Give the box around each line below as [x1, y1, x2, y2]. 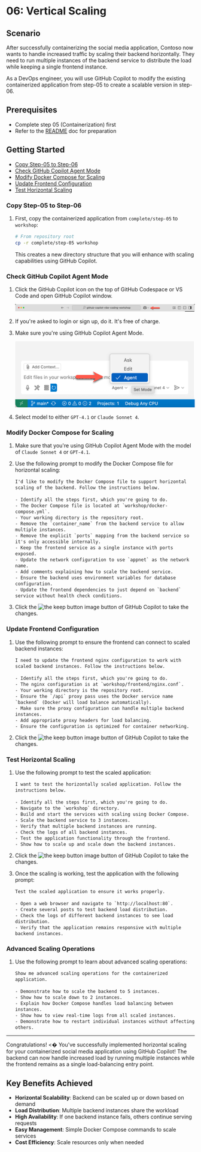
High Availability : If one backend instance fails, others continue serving [14, 1113, 193, 1121]
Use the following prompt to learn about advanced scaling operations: [14, 958, 187, 965]
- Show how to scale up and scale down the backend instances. [14, 841, 176, 847]
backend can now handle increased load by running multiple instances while [6, 1054, 195, 1061]
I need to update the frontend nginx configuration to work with [14, 657, 181, 663]
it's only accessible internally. [14, 539, 101, 545]
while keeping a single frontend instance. [6, 63, 108, 70]
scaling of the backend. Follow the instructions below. [14, 485, 160, 491]
